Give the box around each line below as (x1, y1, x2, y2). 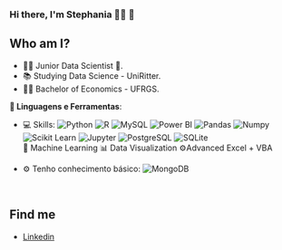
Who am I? (9, 36, 71, 52)
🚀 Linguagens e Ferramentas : (9, 101, 122, 111)
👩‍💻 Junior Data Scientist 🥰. (22, 60, 123, 71)
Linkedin (22, 231, 55, 242)
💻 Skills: (22, 119, 56, 130)
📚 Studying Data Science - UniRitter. (22, 70, 161, 81)
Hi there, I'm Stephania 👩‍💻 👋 (9, 8, 135, 21)
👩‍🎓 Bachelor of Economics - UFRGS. (22, 83, 160, 94)
